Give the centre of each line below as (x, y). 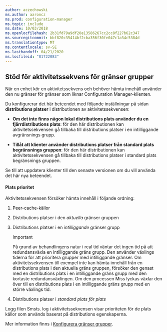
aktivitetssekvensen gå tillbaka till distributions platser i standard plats (84, 155)
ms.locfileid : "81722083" (32, 56)
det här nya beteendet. (29, 176)
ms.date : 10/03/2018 (27, 29)
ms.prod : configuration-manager (39, 19)
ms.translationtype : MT (30, 43)
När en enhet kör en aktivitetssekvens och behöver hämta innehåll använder (83, 89)
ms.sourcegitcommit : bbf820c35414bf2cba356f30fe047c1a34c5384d (72, 38)
